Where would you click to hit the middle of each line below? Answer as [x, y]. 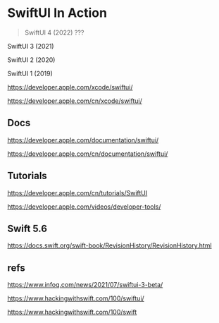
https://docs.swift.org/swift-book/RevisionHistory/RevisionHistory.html [110, 245]
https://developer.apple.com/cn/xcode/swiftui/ [75, 101]
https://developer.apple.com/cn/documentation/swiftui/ [88, 154]
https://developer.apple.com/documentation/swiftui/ [83, 140]
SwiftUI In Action [57, 13]
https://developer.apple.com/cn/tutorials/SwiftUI [77, 193]
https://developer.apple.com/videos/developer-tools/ [84, 207]
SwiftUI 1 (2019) [30, 73]
